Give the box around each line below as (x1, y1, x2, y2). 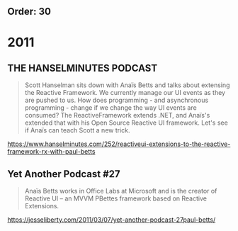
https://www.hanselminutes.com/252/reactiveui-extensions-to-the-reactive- (7, 140, 231, 148)
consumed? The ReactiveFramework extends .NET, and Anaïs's (24, 111, 210, 120)
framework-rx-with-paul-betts (7, 147, 96, 156)
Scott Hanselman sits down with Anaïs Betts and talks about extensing (24, 81, 230, 89)
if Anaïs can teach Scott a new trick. (24, 126, 130, 135)
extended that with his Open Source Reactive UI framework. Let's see (24, 118, 228, 127)
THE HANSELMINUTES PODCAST (7, 62, 158, 74)
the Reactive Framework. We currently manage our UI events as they (24, 89, 225, 97)
